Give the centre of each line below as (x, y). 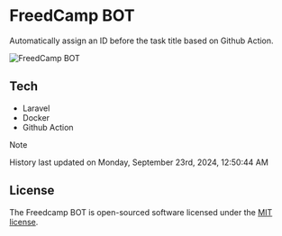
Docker (36, 117)
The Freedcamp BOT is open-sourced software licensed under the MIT (141, 212)
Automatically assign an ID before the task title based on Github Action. (141, 41)
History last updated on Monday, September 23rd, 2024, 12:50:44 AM (139, 162)
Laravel (36, 108)
